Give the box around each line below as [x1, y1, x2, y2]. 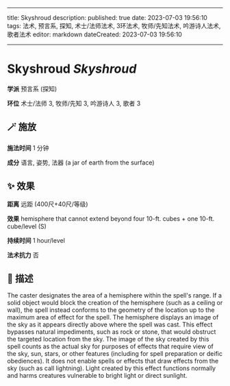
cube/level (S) [7, 222, 47, 230]
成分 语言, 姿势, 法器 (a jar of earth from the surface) [7, 158, 155, 167]
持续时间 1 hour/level [7, 236, 65, 244]
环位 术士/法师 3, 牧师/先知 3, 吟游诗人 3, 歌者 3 [7, 99, 141, 107]
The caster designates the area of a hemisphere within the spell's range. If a [7, 291, 222, 300]
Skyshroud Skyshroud [7, 61, 137, 77]
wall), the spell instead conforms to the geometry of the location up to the [7, 306, 215, 314]
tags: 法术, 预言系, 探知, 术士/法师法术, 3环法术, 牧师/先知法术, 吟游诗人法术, [7, 22, 221, 29]
